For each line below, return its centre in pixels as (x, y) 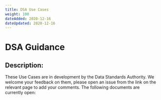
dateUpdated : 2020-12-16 (30, 23)
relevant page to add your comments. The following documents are (72, 87)
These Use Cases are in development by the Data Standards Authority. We (80, 77)
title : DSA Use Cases (27, 10)
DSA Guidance (35, 47)
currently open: (20, 93)
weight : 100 (17, 14)
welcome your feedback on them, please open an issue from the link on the (81, 82)
